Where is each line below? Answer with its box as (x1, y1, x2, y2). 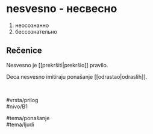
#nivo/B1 (6, 103, 28, 110)
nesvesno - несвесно (6, 2, 117, 16)
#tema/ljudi (6, 121, 34, 128)
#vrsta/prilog (6, 96, 39, 103)
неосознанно (14, 22, 49, 29)
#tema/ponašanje (6, 114, 50, 121)
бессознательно (14, 28, 57, 35)
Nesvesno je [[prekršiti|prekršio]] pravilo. (6, 61, 108, 69)
